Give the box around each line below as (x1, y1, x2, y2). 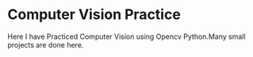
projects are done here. (7, 40, 84, 49)
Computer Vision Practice (7, 6, 182, 24)
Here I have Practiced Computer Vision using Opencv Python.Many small (7, 32, 247, 41)
